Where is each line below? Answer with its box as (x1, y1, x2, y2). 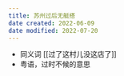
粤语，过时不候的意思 (19, 59, 90, 69)
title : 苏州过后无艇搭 (8, 11, 76, 20)
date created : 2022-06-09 (8, 19, 94, 27)
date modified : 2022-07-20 (8, 26, 98, 34)
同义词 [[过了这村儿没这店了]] (19, 50, 118, 59)
